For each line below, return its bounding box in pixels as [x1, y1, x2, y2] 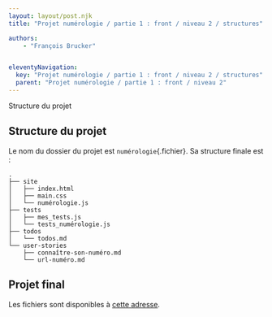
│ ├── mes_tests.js [8, 213, 82, 221]
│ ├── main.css [8, 192, 67, 200]
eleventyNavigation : [8, 63, 79, 72]
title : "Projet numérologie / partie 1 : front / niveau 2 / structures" [8, 20, 264, 28]
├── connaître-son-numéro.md [23, 249, 122, 257]
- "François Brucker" [23, 41, 96, 50]
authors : [8, 34, 38, 42]
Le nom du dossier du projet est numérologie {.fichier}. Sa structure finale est [8, 145, 264, 155]
